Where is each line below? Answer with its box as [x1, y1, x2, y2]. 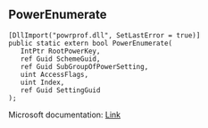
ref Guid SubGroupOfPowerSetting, [20, 62, 149, 71]
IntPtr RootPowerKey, [20, 47, 101, 55]
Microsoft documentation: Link [8, 109, 121, 120]
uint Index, [20, 78, 65, 87]
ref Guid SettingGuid [20, 85, 101, 95]
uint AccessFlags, [20, 70, 89, 79]
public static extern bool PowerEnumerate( [8, 38, 173, 47]
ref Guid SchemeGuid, [20, 54, 101, 64]
